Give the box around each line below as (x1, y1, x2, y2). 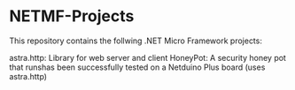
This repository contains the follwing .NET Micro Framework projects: (9, 35, 263, 46)
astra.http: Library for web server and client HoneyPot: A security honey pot (9, 52, 286, 63)
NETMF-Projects (9, 6, 135, 26)
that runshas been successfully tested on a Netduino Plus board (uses (9, 62, 266, 72)
